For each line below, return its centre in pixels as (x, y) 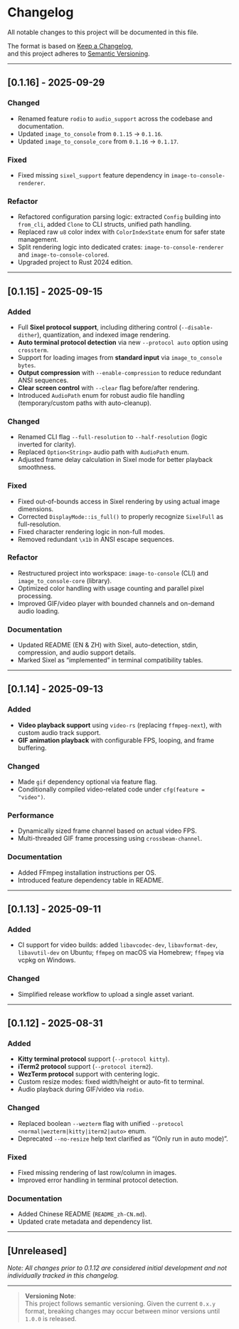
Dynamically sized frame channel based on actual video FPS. (107, 831)
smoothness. (37, 467)
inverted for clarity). (47, 445)
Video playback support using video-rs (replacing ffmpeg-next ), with (119, 725)
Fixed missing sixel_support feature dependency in (93, 175)
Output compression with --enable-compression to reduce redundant (119, 372)
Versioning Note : (50, 1296)
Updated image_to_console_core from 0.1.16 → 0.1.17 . (98, 141)
